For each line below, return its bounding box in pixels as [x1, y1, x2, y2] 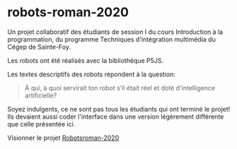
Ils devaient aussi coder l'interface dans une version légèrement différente [7, 112, 224, 121]
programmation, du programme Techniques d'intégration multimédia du [7, 35, 216, 43]
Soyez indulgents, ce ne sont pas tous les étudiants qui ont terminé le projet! [7, 105, 231, 113]
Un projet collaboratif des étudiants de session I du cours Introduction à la [7, 28, 224, 36]
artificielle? [24, 91, 57, 100]
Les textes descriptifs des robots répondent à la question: [7, 70, 175, 78]
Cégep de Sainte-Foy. [7, 42, 71, 51]
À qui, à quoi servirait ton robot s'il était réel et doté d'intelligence [24, 83, 216, 92]
